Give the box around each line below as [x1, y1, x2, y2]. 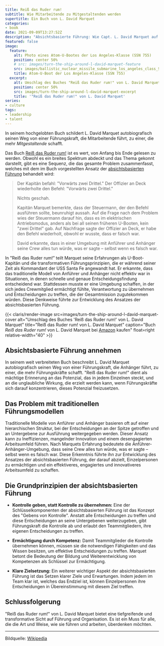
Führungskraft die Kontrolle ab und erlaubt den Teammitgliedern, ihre [12, 523, 151, 529]
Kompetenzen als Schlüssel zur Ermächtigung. [12, 559, 106, 565]
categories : [5, 21, 29, 26]
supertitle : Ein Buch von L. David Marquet [5, 16, 95, 21]
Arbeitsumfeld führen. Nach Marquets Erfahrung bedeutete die [5, 441, 131, 447]
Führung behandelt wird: [5, 171, 55, 177]
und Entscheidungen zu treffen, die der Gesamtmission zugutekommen [5, 291, 148, 297]
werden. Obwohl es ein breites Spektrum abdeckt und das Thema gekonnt [5, 155, 155, 161]
